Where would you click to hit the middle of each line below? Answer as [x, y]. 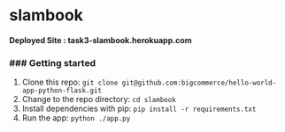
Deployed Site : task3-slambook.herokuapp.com [100, 40]
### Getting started [52, 62]
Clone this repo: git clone [70, 82]
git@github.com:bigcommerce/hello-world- [199, 83]
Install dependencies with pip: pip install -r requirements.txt [139, 109]
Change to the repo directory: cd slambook [99, 99]
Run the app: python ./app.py [76, 118]
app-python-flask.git [62, 91]
